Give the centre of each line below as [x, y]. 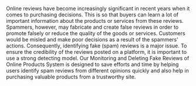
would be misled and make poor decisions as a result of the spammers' [92, 39]
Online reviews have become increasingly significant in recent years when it [98, 8]
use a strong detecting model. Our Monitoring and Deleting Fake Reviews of [98, 58]
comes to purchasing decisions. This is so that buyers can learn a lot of [92, 15]
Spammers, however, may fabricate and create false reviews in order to [92, 27]
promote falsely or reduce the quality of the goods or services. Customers [96, 33]
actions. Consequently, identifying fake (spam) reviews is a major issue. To [97, 46]
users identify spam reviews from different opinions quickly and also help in [97, 70]
